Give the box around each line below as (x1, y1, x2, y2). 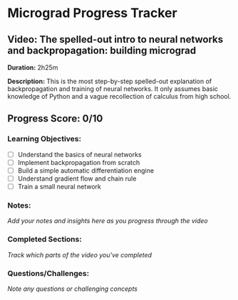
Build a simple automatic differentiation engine (17, 166, 155, 175)
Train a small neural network (17, 182, 101, 191)
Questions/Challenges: (7, 268, 90, 278)
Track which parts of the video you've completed (7, 250, 152, 259)
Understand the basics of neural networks (17, 150, 142, 159)
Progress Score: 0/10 (7, 112, 103, 125)
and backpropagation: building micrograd (7, 44, 197, 56)
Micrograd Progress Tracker (7, 5, 177, 21)
